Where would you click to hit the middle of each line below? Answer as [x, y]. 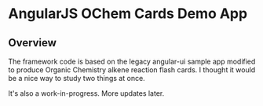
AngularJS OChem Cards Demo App [128, 14]
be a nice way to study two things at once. [77, 78]
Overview [33, 43]
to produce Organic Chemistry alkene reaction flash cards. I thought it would [132, 70]
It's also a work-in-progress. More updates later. [86, 93]
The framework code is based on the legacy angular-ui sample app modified [132, 61]
